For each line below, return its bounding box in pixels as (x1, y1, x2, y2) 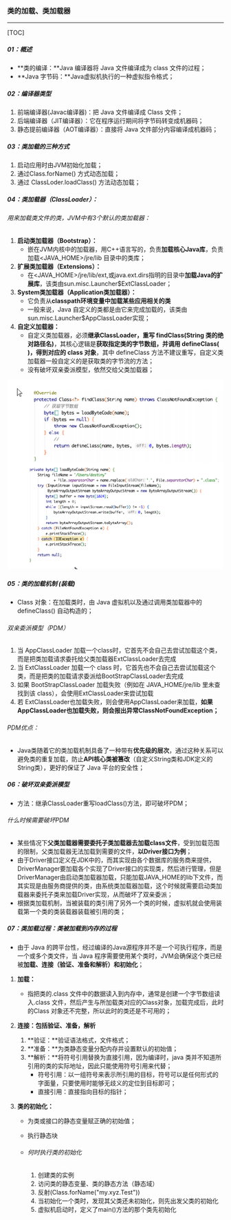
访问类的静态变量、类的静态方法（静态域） (37, 1179, 159, 1188)
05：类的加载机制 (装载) (7, 579, 76, 587)
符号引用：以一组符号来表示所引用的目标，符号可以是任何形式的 (37, 1070, 219, 1078)
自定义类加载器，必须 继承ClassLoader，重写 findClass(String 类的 (27, 331, 218, 339)
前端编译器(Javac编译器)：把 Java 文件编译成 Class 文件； (16, 108, 184, 116)
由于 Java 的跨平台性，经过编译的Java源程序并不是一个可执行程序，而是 (16, 943, 223, 951)
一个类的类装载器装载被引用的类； (29, 907, 126, 915)
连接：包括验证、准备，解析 (16, 1021, 96, 1030)
